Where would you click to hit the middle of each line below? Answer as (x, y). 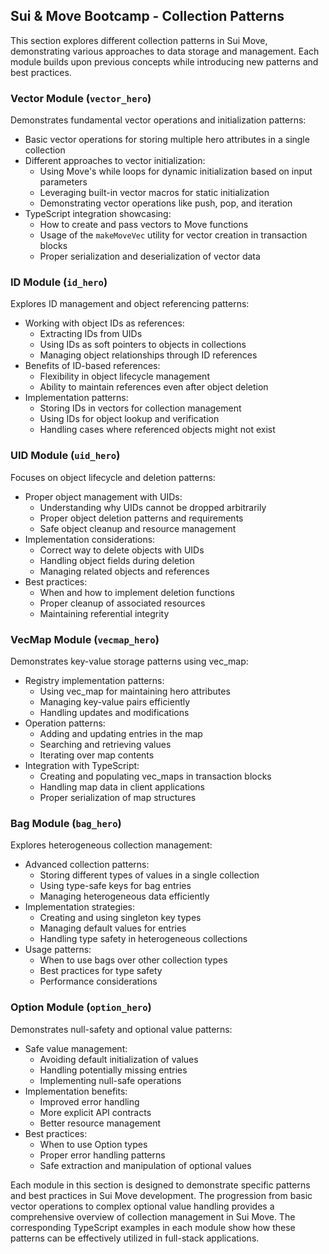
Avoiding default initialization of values (119, 1059)
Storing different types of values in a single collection (149, 875)
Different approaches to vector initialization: (115, 161)
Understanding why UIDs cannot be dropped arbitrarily (153, 507)
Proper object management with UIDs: (103, 496)
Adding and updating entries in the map (121, 733)
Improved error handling (89, 1101)
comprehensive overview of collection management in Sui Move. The (153, 1216)
